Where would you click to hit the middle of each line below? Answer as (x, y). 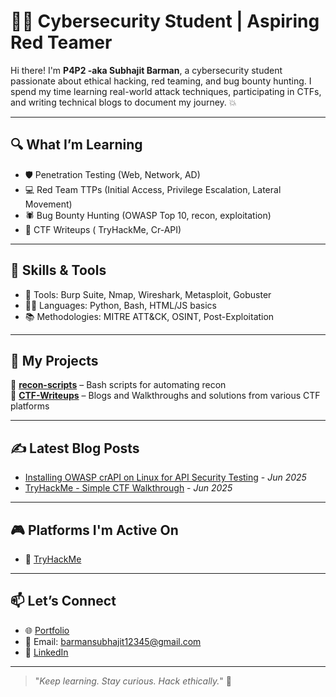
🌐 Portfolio (47, 630)
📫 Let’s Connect (63, 601)
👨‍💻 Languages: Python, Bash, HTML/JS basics (120, 305)
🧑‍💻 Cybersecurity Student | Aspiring (165, 21)
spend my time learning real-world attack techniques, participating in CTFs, (166, 91)
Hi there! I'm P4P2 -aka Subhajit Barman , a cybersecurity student (146, 70)
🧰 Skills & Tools (58, 270)
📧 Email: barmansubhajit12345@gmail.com (113, 641)
